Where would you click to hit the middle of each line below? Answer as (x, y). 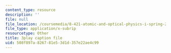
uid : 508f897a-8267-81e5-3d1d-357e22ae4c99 (52, 43)
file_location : (21, 24)
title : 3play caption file (34, 38)
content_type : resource (31, 10)
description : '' (22, 15)
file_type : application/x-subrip (41, 29)
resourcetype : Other (27, 33)
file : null (17, 19)
